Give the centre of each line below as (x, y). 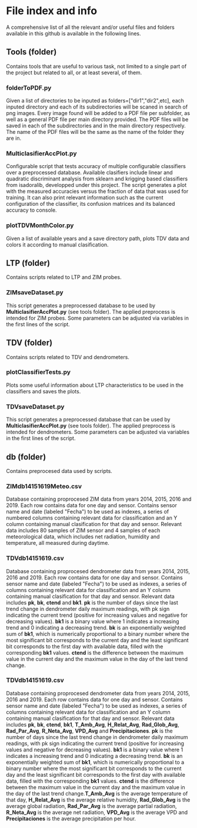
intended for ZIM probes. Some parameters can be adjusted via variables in (98, 318)
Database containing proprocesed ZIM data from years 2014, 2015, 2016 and (99, 499)
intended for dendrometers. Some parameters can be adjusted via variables (98, 432)
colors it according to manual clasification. (57, 244)
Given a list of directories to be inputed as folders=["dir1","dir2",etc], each (95, 101)
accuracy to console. (31, 210)
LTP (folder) (28, 263)
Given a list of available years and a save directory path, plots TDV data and (98, 238)
